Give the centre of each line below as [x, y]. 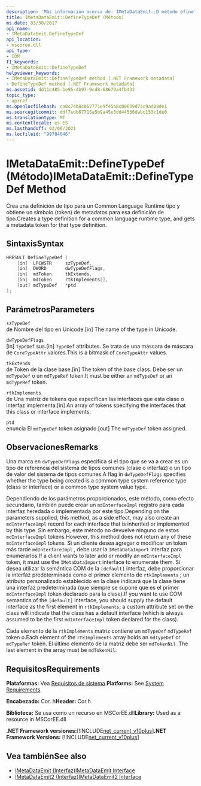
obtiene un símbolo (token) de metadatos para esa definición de [85, 212]
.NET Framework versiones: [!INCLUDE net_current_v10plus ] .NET [86, 731]
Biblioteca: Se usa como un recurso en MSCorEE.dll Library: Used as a [94, 713]
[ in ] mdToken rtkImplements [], [63, 280]
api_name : [19, 28]
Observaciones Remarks [52, 447]
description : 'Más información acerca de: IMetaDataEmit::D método [92, 12]
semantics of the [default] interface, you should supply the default [89, 600]
